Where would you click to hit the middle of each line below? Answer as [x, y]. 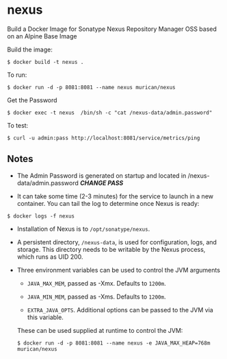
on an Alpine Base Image [42, 36]
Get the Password [32, 100]
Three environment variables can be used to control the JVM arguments [119, 270]
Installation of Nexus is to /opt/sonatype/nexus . [83, 229]
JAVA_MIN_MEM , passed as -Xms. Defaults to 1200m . [96, 297]
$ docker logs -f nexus [41, 216]
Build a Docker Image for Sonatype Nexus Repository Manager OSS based [112, 29]
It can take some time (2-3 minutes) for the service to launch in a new [115, 196]
